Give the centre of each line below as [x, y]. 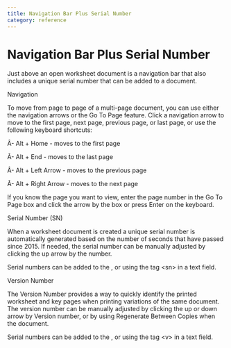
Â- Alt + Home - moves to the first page [64, 144]
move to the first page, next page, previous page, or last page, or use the [112, 123]
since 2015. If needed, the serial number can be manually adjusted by [106, 247]
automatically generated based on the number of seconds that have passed [115, 239]
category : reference [37, 20]
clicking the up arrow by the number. [60, 254]
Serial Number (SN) [35, 218]
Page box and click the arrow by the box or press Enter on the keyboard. [111, 205]
